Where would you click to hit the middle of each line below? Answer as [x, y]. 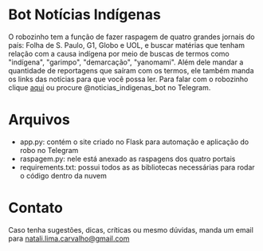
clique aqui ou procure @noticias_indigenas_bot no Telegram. [110, 87]
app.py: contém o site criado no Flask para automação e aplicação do [134, 142]
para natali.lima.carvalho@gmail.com [69, 238]
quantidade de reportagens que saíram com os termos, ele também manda [131, 70]
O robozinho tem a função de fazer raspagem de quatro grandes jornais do [131, 37]
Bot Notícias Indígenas [84, 15]
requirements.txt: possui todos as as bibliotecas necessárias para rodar [137, 167]
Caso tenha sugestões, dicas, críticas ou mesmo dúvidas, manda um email [131, 229]
